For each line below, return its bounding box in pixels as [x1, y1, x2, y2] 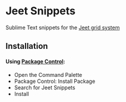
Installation [5, 41, 48, 51]
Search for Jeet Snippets [14, 84, 75, 91]
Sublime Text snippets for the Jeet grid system [5, 24, 120, 31]
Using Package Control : [5, 58, 65, 65]
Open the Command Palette [14, 71, 83, 78]
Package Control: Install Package [14, 78, 96, 85]
